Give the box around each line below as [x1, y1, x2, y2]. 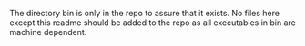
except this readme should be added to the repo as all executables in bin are [9, 17, 296, 28]
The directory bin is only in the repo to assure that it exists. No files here [9, 8, 280, 18]
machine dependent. [9, 27, 87, 37]
